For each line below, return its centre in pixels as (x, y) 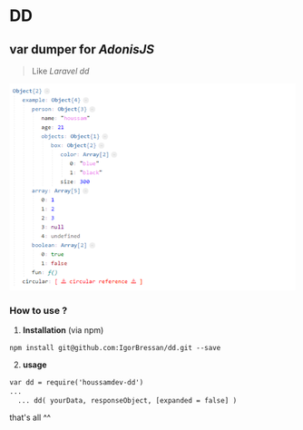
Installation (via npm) (63, 330)
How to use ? (39, 310)
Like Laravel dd (60, 71)
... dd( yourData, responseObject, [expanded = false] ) (127, 401)
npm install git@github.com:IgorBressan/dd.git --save (115, 348)
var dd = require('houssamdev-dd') (77, 383)
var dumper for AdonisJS (82, 49)
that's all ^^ (30, 417)
